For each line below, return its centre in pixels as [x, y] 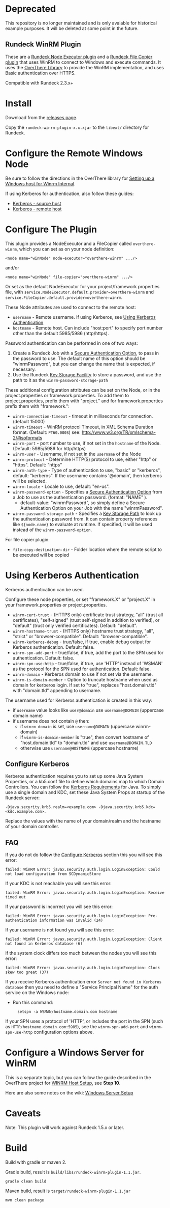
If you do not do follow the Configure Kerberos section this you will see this [84, 855]
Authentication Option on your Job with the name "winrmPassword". [92, 508]
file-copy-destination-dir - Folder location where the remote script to [87, 549]
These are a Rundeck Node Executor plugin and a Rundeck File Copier [79, 57]
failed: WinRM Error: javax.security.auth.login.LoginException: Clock [82, 968]
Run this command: [33, 1003]
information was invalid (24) [71, 921]
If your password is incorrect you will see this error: [59, 907]
